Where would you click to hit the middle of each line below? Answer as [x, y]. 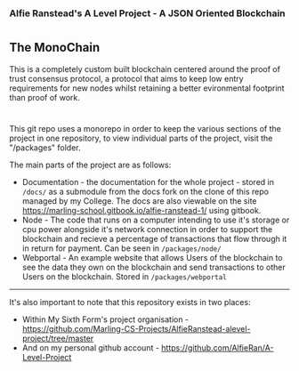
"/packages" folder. [45, 147]
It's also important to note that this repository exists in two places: [130, 302]
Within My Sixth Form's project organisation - [105, 319]
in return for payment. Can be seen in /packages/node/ [121, 248]
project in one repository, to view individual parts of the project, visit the [141, 138]
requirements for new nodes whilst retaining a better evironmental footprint [147, 88]
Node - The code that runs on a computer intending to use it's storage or [156, 220]
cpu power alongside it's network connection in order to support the [147, 229]
